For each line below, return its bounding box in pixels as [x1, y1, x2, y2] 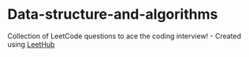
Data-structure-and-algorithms [7, 5, 218, 23]
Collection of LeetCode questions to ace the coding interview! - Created [7, 31, 242, 41]
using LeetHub [7, 39, 55, 48]
